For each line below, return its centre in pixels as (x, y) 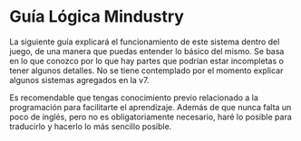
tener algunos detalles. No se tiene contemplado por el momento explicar (146, 70)
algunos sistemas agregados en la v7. (79, 80)
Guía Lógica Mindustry (97, 17)
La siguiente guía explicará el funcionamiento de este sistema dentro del (145, 42)
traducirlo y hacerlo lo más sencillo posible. (91, 126)
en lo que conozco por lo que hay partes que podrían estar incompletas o (146, 61)
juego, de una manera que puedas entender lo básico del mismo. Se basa (147, 51)
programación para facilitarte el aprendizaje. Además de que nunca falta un (150, 107)
